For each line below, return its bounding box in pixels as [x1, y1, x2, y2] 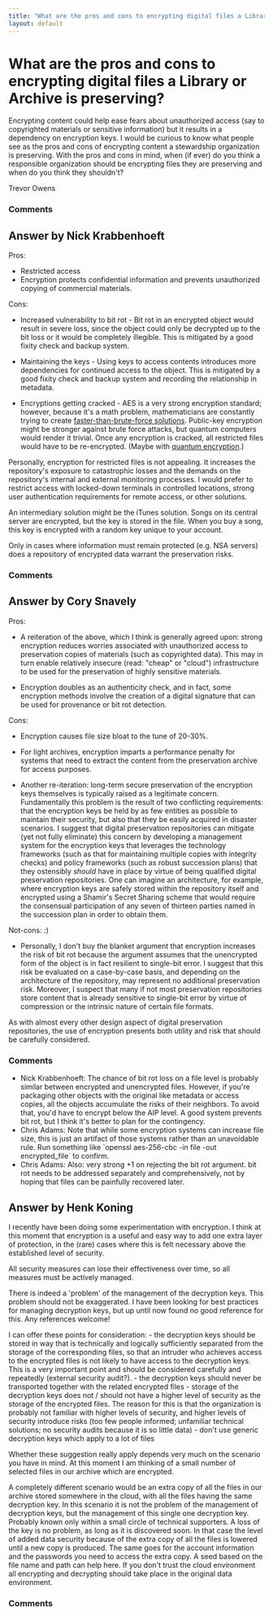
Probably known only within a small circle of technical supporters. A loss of [8, 1517, 260, 1527]
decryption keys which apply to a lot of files [8, 1434, 155, 1443]
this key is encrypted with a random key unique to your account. [8, 525, 223, 535]
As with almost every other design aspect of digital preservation [8, 1017, 223, 1027]
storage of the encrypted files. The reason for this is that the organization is [8, 1400, 262, 1409]
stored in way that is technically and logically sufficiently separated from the [8, 1339, 264, 1348]
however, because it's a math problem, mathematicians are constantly [19, 407, 255, 417]
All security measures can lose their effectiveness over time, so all [8, 1264, 230, 1273]
